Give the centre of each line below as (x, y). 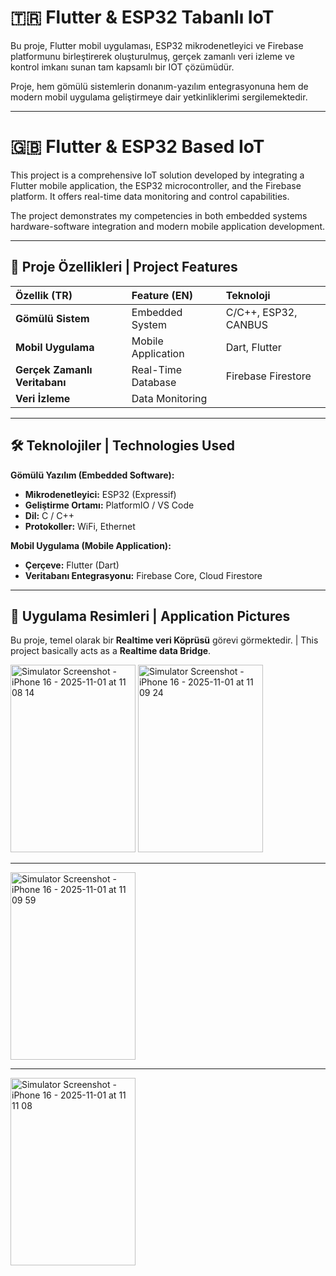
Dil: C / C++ (49, 515)
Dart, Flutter (253, 347)
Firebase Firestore (268, 376)
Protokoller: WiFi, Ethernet (80, 526)
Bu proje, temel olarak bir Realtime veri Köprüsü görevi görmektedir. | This (164, 640)
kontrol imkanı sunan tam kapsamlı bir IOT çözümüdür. (122, 67)
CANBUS (246, 324)
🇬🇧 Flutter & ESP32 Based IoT (137, 147)
